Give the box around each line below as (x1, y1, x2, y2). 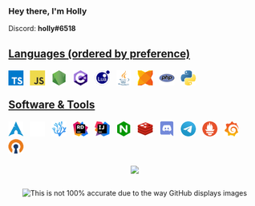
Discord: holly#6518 (8, 24, 76, 34)
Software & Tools (8, 97, 95, 111)
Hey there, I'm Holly (8, 6, 87, 17)
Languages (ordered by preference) (8, 46, 191, 61)
